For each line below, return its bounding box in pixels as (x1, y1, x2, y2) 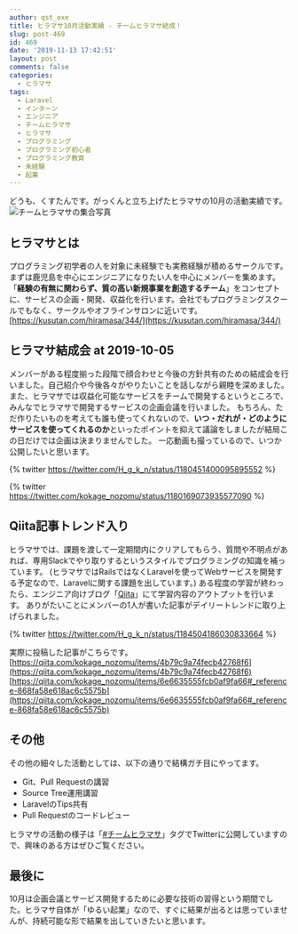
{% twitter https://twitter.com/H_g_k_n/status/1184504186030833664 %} (9, 628, 277, 639)
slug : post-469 (9, 29, 66, 38)
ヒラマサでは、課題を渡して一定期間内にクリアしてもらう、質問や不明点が (9, 543, 281, 554)
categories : (9, 71, 53, 80)
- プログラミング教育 (17, 153, 85, 163)
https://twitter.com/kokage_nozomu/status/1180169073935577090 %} (9, 490, 265, 501)
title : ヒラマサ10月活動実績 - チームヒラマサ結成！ (9, 21, 183, 30)
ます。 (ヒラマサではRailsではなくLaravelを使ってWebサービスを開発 (24, 566, 276, 576)
